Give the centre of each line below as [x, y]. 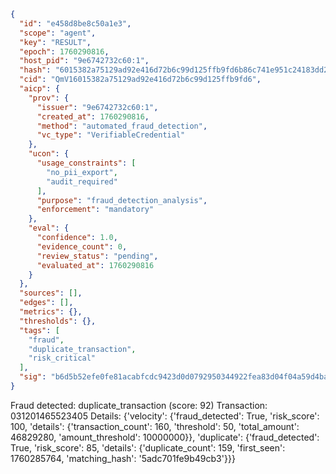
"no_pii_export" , [82, 172]
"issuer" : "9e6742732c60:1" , [97, 107]
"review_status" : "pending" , [97, 256]
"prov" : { [49, 98]
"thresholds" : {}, [58, 321]
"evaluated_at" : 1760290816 [95, 265]
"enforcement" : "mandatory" [95, 210]
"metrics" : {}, [51, 312]
